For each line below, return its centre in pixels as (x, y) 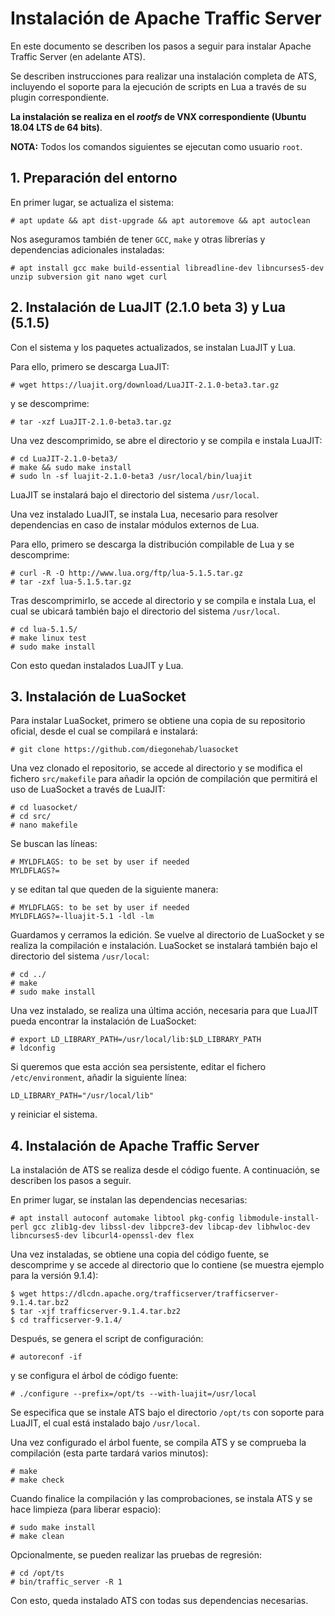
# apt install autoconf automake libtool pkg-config (122, 1218)
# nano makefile (44, 825)
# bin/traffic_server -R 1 (66, 1582)
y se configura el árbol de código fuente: (94, 1376)
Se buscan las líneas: (54, 844)
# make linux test (48, 638)
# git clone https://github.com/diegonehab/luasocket (125, 750)
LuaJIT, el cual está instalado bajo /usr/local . (105, 1423)
